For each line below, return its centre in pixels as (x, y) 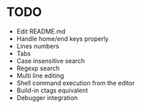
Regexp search (38, 68)
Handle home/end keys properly (62, 38)
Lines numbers (38, 46)
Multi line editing (40, 75)
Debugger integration (47, 97)
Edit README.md (41, 31)
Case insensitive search (51, 60)
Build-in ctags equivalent (52, 90)
